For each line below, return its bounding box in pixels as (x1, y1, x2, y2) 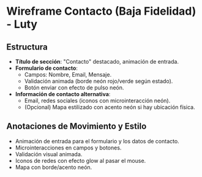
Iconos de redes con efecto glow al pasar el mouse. (15, 157, 146, 164)
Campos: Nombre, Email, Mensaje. (24, 71, 112, 78)
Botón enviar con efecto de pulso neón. (24, 84, 124, 91)
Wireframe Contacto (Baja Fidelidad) (6, 4, 196, 18)
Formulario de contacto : (15, 64, 78, 72)
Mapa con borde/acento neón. (15, 164, 92, 171)
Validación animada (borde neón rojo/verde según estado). (24, 78, 173, 85)
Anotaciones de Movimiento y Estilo (6, 121, 147, 132)
